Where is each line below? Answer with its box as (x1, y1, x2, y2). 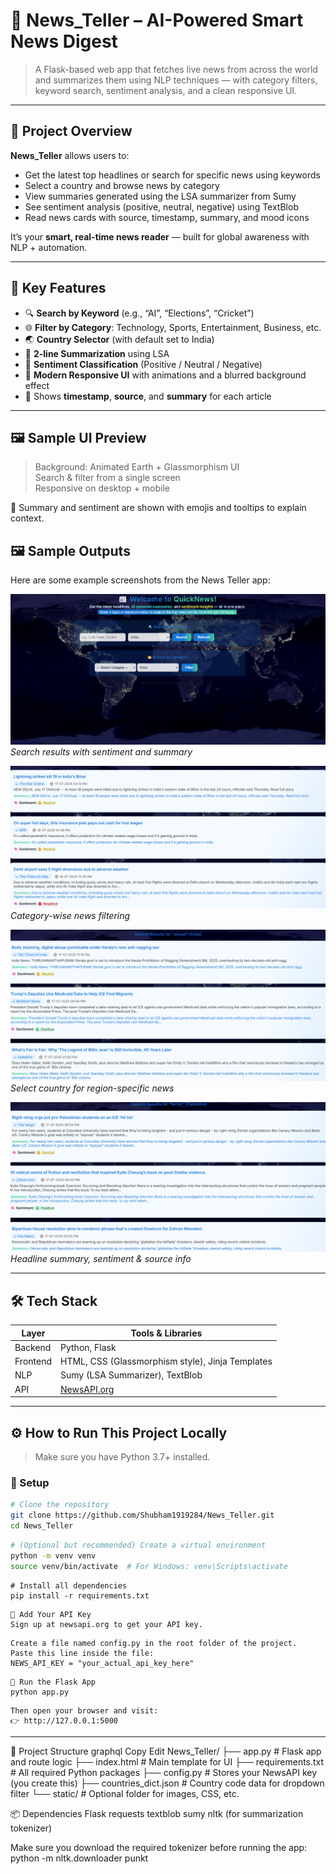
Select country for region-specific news (10, 1082, 175, 1094)
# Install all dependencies (10, 1580, 128, 1591)
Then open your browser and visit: (10, 1705, 159, 1716)
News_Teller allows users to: (10, 149, 130, 161)
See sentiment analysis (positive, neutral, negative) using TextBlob (24, 200, 299, 213)
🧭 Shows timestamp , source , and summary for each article (24, 390, 272, 402)
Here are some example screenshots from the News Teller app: (10, 574, 271, 586)
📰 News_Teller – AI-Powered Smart (10, 9, 304, 32)
